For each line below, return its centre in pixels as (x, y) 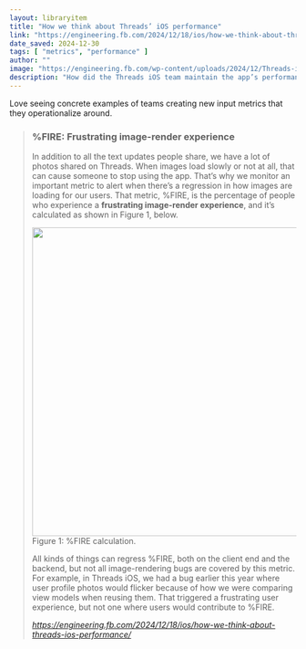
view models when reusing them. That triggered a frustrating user (155, 598)
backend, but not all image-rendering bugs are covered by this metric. (163, 569)
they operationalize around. (61, 113)
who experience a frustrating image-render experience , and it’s (153, 205)
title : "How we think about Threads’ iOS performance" (116, 26)
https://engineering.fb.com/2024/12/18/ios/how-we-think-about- (153, 625)
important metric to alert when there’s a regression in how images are (162, 186)
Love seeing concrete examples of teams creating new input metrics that (146, 103)
